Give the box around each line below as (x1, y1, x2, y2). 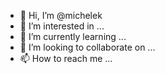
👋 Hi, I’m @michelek (19, 10, 103, 21)
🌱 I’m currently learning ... (19, 31, 127, 42)
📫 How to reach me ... (19, 53, 113, 64)
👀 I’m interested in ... (19, 20, 105, 32)
